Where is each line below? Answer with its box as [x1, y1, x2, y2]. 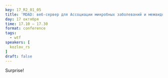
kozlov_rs [9, 44, 30, 49]
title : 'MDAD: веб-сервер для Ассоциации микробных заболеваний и [5, 12, 146, 17]
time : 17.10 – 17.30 [5, 21, 48, 26]
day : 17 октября [5, 16, 39, 21]
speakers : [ [5, 40, 30, 45]
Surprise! [5, 67, 24, 73]
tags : [5, 30, 16, 35]
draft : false [5, 53, 32, 59]
